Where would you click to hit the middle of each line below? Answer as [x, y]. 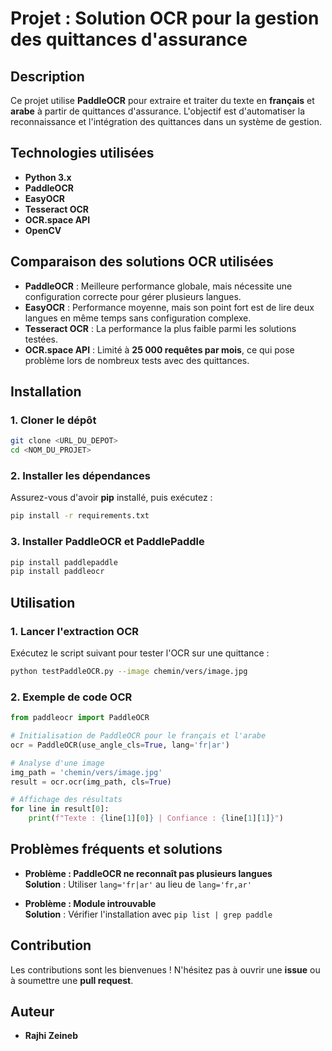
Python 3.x [48, 177]
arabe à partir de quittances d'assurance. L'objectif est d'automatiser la [158, 111]
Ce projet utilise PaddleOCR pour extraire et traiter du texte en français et [162, 100]
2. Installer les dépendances [80, 475]
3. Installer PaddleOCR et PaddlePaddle [107, 542]
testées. [41, 339]
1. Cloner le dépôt [53, 420]
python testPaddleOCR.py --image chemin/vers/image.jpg [129, 671]
